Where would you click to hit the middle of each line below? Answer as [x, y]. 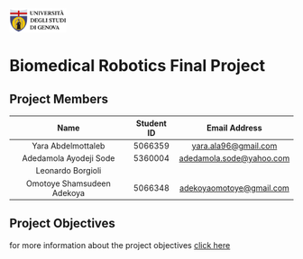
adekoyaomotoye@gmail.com [234, 188]
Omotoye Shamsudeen [68, 183]
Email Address [234, 128]
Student [151, 123]
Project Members [59, 98]
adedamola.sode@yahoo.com [234, 158]
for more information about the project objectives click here [120, 245]
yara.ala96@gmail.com [234, 146]
